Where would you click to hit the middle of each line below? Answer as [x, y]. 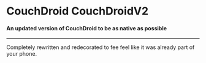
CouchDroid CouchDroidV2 [78, 11]
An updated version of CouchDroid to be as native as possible [87, 28]
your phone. [22, 54]
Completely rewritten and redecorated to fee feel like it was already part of [101, 47]
